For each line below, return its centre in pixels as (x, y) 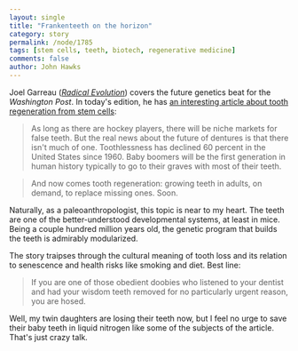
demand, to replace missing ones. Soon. (105, 193)
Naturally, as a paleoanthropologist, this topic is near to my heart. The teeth (147, 210)
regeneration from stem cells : (63, 111)
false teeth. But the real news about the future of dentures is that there (160, 138)
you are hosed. (58, 301)
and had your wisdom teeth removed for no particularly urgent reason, (159, 291)
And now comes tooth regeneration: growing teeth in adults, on (146, 183)
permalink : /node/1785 (51, 42)
